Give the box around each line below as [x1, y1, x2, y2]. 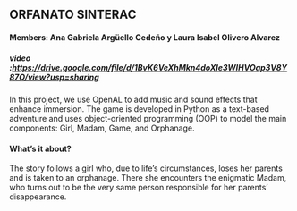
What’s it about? [9, 143, 72, 154]
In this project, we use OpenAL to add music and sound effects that [9, 94, 258, 105]
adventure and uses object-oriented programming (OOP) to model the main [9, 113, 287, 123]
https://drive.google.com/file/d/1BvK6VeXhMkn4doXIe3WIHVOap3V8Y [12, 62, 288, 72]
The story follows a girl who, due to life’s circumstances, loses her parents [9, 163, 284, 173]
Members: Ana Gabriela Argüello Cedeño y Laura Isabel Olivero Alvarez [9, 31, 280, 43]
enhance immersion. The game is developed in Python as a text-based [9, 103, 270, 114]
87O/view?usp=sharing [9, 72, 100, 82]
